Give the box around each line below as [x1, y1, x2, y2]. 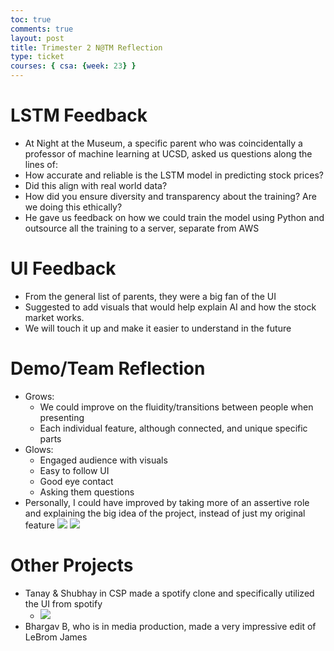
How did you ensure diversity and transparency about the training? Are [24, 190, 317, 202]
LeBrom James [24, 631, 88, 643]
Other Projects [10, 554, 134, 576]
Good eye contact [39, 475, 114, 487]
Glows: [24, 443, 54, 455]
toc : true [10, 14, 52, 25]
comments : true [10, 24, 74, 34]
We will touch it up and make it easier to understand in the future [24, 322, 292, 334]
